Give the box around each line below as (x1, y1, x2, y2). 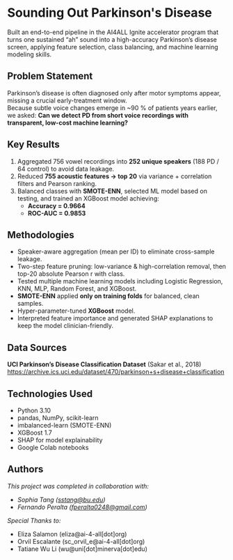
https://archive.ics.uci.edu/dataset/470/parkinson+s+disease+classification (7, 368, 225, 376)
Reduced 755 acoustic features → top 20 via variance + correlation (17, 172, 212, 180)
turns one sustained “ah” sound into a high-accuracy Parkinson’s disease (7, 35, 217, 43)
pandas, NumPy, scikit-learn (17, 414, 99, 422)
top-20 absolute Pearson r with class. (17, 270, 125, 278)
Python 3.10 (17, 406, 51, 414)
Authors (7, 463, 44, 475)
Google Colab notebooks (17, 444, 89, 451)
